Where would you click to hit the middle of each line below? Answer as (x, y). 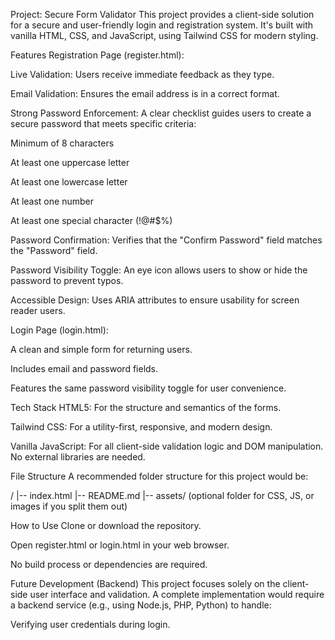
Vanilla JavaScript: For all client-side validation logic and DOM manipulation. (167, 446)
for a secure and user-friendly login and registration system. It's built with (162, 25)
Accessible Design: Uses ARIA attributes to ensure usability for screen (155, 300)
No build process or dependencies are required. (109, 564)
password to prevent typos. (67, 280)
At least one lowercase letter (69, 182)
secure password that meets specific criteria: (103, 123)
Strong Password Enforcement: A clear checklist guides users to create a (161, 113)
